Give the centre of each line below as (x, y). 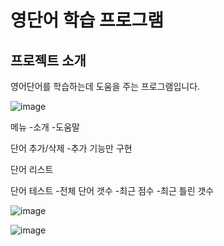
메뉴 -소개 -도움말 (45, 127)
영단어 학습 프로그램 (87, 20)
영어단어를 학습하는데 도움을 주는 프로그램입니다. (105, 86)
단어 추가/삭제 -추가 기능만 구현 (71, 148)
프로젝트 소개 (48, 60)
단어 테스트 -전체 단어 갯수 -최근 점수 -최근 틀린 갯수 (112, 190)
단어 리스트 (32, 169)
